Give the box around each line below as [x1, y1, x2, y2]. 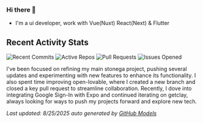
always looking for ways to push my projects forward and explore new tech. [6, 98, 197, 105]
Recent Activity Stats [6, 37, 89, 48]
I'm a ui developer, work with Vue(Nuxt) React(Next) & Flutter [15, 20, 170, 27]
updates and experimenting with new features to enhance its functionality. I [6, 72, 196, 79]
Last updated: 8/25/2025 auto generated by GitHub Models [6, 110, 157, 117]
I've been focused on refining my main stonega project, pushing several [6, 65, 188, 73]
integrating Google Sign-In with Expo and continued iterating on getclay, [6, 91, 188, 99]
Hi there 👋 [6, 6, 37, 14]
